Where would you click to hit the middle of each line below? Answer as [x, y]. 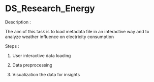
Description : [18, 22]
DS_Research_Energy [50, 9]
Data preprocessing [32, 65]
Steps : [12, 46]
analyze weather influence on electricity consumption [60, 37]
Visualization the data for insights [46, 74]
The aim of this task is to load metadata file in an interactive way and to [77, 31]
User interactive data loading [42, 55]
